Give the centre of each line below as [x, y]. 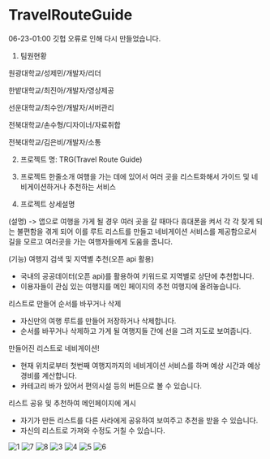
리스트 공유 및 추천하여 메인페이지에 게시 [72, 403]
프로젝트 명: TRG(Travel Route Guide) [81, 159]
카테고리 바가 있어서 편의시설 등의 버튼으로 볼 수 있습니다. [111, 385]
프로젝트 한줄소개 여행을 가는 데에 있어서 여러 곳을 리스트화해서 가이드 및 [135, 176]
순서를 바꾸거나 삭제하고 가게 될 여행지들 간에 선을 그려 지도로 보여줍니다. [136, 331]
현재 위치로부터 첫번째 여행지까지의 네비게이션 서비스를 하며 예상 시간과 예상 [140, 365]
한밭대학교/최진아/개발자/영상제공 [62, 90]
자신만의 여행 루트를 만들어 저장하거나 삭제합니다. [98, 320]
